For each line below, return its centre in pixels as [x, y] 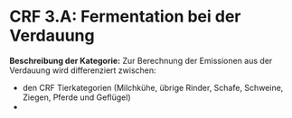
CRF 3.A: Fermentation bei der [125, 17]
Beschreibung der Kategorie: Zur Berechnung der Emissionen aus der [141, 60]
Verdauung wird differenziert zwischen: [83, 70]
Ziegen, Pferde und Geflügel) [76, 97]
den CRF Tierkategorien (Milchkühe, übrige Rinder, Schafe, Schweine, [153, 87]
